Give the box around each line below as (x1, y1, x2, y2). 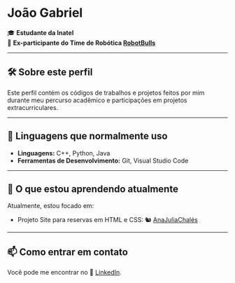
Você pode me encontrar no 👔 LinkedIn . (7, 268, 122, 277)
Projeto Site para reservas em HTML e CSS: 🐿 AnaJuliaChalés (17, 216, 198, 224)
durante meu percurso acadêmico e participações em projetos (7, 96, 187, 104)
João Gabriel (7, 5, 83, 21)
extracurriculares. (7, 103, 59, 111)
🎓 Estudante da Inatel (7, 28, 74, 36)
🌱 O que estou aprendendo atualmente (7, 183, 178, 195)
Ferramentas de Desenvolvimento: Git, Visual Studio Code (17, 156, 189, 165)
